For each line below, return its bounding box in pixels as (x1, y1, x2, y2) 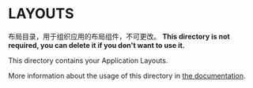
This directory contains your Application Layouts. (8, 56, 168, 65)
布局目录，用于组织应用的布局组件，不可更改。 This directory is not (8, 31, 231, 41)
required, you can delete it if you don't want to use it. (8, 40, 185, 49)
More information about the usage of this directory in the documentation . (8, 71, 247, 80)
